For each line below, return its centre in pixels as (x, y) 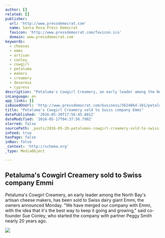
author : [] (16, 10)
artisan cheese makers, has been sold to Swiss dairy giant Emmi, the (74, 200)
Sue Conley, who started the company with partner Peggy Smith (87, 215)
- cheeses (19, 46)
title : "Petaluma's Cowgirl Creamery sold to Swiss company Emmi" (74, 110)
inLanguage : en (21, 96)
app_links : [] (20, 101)
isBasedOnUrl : (20, 106)
